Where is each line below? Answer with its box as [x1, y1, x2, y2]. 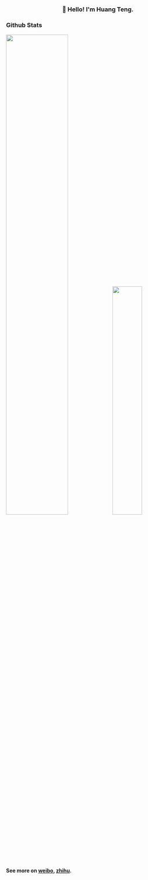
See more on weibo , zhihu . [6, 867, 72, 874]
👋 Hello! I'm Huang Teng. [62, 5, 134, 13]
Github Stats [6, 20, 43, 29]
